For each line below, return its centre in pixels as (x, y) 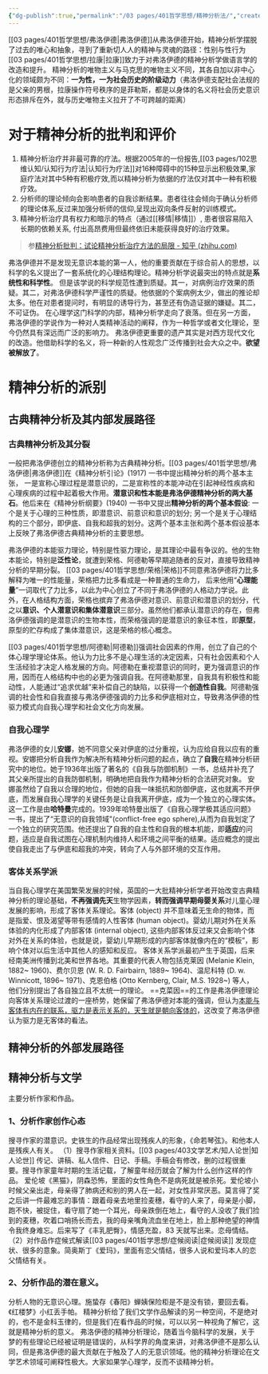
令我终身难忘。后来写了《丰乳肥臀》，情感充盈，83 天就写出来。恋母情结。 (131, 1230)
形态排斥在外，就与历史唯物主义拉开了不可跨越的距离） (99, 99)
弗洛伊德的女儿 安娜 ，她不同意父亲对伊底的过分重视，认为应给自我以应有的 (130, 749)
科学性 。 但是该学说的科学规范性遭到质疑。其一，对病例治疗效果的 (138, 282)
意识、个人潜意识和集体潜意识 (71, 610)
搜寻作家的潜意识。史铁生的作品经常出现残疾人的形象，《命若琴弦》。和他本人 (134, 1140)
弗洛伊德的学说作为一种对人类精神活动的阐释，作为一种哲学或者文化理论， (130, 322)
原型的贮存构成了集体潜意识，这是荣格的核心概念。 (92, 630)
